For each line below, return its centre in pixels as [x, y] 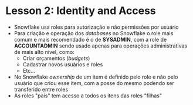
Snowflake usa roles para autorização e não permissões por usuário [96, 27]
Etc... [29, 70]
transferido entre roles [41, 89]
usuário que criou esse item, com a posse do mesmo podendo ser [94, 83]
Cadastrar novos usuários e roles [63, 64]
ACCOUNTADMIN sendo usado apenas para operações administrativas [101, 46]
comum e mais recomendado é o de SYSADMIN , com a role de [90, 39]
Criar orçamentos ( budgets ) [56, 58]
